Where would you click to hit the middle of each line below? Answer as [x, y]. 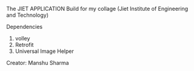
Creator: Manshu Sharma [38, 63]
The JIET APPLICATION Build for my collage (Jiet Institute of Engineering [97, 9]
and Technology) [28, 15]
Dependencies [25, 27]
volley [22, 38]
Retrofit [24, 45]
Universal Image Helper [45, 51]
